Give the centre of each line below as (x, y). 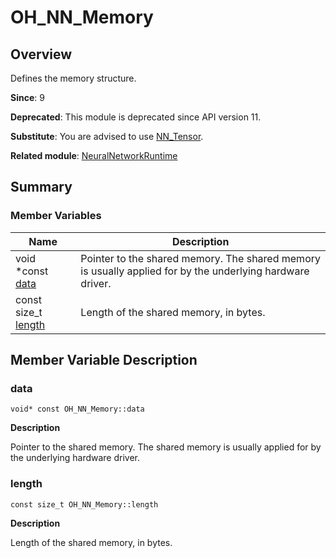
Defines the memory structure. (73, 78)
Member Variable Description (104, 360)
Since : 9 (27, 97)
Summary (41, 187)
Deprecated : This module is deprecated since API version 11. (136, 117)
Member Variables (56, 216)
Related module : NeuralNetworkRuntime (94, 155)
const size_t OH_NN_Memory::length (84, 504)
